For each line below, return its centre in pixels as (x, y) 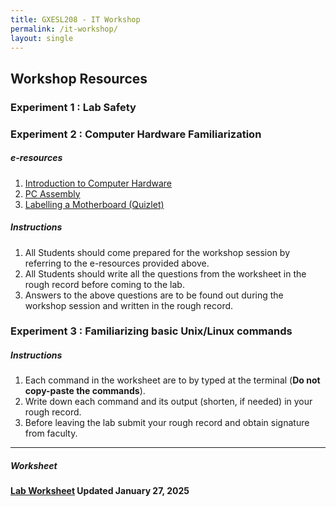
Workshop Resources (79, 78)
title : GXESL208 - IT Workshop (75, 19)
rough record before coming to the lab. (104, 284)
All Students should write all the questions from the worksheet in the (165, 273)
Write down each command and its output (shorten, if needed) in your (168, 402)
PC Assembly (52, 193)
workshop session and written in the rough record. (129, 305)
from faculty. (51, 433)
